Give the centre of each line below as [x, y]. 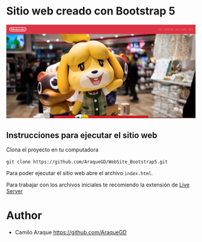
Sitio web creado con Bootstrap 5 [91, 11]
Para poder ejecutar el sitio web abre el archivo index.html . [80, 173]
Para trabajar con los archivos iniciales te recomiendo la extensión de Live [98, 185]
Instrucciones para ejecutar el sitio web [82, 135]
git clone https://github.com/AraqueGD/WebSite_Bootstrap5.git [87, 162]
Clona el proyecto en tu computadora [53, 150]
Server [14, 191]
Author [24, 216]
